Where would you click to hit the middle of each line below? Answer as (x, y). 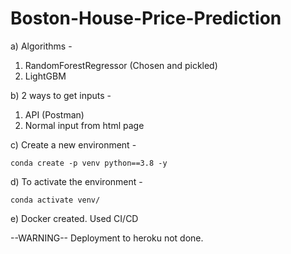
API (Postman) (54, 114)
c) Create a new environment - (73, 144)
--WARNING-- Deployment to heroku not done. (107, 238)
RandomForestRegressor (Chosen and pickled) (121, 65)
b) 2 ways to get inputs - (61, 95)
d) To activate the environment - (76, 181)
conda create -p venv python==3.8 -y (89, 163)
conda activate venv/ (55, 200)
